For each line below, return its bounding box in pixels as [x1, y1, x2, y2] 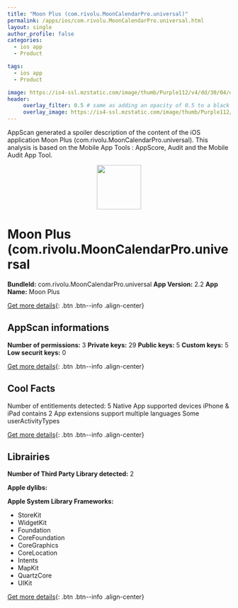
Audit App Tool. [7, 151, 53, 159]
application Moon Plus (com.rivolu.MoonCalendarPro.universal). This [7, 136, 208, 144]
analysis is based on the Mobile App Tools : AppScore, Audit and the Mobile [7, 143, 229, 151]
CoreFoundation [17, 533, 65, 542]
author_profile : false [7, 30, 74, 38]
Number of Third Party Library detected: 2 [7, 469, 135, 478]
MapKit [17, 564, 39, 572]
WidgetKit [17, 519, 47, 527]
